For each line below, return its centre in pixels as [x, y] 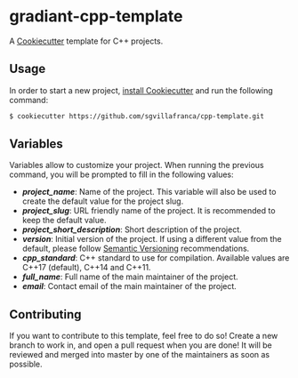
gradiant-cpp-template [97, 16]
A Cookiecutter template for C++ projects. [86, 41]
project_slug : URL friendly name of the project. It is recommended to [149, 211]
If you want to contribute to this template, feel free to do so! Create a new [144, 336]
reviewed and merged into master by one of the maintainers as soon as [139, 355]
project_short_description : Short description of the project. [132, 229]
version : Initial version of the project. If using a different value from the [152, 239]
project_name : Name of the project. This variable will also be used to [149, 192]
